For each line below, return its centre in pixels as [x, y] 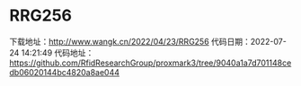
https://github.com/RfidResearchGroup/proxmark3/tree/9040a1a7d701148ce [150, 63]
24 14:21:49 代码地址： [52, 52]
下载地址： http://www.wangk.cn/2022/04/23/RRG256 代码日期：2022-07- [148, 41]
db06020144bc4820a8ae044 [64, 72]
